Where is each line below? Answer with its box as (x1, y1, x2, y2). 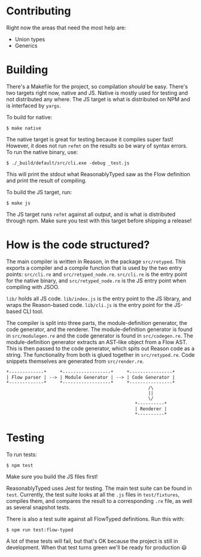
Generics (14, 42, 38, 49)
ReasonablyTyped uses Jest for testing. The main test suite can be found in (6, 484, 192, 492)
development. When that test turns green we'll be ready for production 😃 (6, 544, 187, 551)
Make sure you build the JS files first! (6, 472, 98, 480)
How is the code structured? (6, 238, 150, 252)
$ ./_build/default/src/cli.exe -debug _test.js (6, 160, 130, 166)
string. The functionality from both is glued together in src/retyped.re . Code (6, 351, 195, 358)
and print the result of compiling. (6, 177, 87, 184)
